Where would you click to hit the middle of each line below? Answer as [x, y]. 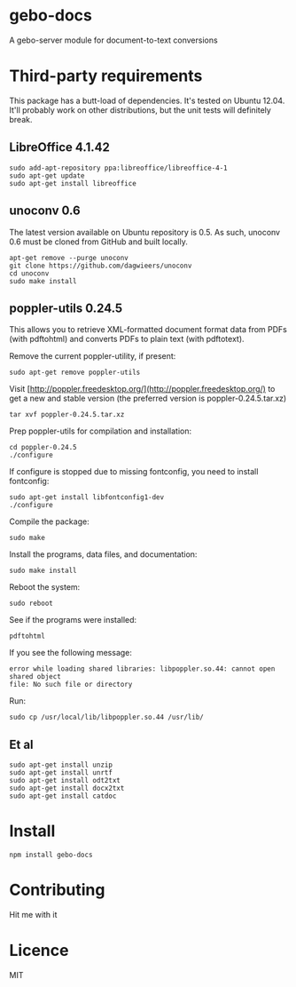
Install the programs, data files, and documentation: [103, 554]
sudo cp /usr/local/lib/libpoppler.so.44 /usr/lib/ [106, 717]
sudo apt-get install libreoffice [73, 183]
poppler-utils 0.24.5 [66, 308]
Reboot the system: [45, 587]
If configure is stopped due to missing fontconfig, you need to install [134, 472]
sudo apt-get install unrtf [61, 773]
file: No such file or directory [71, 685]
